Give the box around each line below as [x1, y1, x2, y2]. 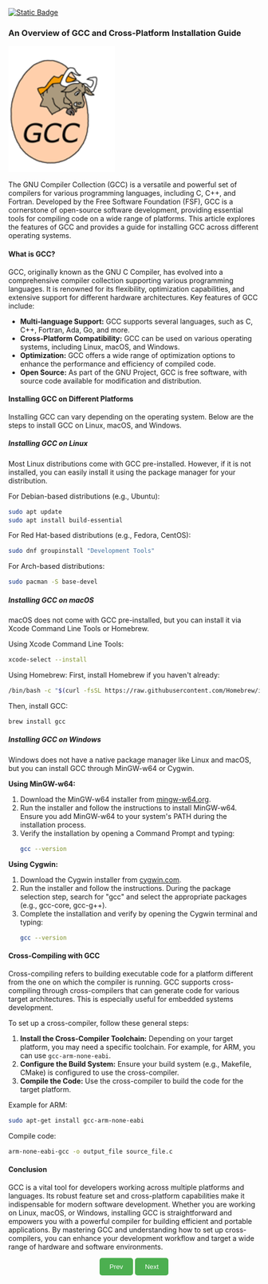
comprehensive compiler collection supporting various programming [8, 276, 234, 285]
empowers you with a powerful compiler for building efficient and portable [8, 1216, 253, 1226]
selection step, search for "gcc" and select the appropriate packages [19, 892, 247, 901]
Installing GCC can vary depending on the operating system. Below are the [8, 411, 254, 421]
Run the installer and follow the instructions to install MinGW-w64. [19, 803, 238, 813]
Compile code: [8, 1131, 57, 1140]
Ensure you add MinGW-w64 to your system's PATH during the [19, 811, 227, 821]
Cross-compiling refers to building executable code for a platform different [8, 968, 254, 978]
